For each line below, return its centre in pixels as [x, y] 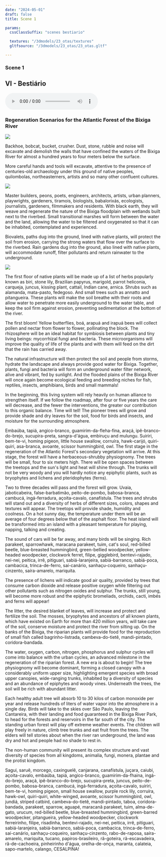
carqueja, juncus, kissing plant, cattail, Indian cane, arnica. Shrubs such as [81, 287]
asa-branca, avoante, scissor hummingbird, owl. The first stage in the [87, 446]
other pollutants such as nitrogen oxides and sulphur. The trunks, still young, [83, 591]
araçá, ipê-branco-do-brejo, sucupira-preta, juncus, [78, 780]
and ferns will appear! [27, 601]
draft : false [19, 14]
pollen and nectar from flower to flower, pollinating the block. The [72, 328]
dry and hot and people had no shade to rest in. [54, 740]
